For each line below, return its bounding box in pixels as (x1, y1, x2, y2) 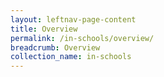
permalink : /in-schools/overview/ (10, 33, 155, 43)
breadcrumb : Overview (10, 42, 101, 53)
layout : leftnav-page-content (10, 14, 137, 25)
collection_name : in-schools (10, 52, 132, 62)
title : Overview (10, 24, 78, 34)
